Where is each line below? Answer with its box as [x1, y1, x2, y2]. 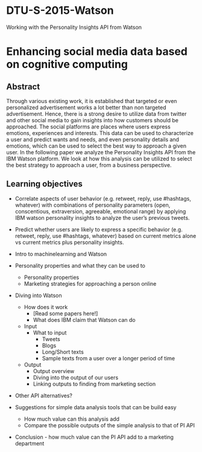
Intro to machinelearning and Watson [14, 250, 107, 257]
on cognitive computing [6, 58, 128, 71]
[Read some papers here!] [33, 310, 98, 317]
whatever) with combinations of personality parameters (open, [14, 201, 171, 209]
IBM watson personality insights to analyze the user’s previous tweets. [14, 214, 190, 221]
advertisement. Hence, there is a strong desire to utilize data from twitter [6, 110, 187, 118]
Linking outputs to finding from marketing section [33, 380, 156, 388]
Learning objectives [6, 179, 83, 189]
